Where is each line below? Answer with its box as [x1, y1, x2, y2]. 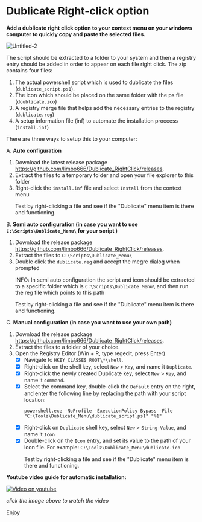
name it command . [24, 376, 65, 384]
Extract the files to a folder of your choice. [14, 343, 121, 350]
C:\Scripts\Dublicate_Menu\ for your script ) [6, 227, 118, 234]
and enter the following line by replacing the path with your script [24, 390, 186, 397]
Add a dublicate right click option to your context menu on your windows [6, 24, 192, 31]
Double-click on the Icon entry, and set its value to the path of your [24, 437, 191, 445]
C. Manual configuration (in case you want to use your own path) [6, 318, 172, 326]
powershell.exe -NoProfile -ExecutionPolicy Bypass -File [24, 408, 173, 414]
